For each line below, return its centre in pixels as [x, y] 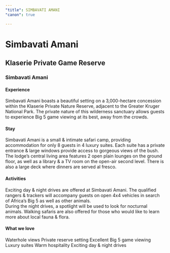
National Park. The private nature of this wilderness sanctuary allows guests [85, 112]
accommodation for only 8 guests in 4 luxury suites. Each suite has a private [85, 145]
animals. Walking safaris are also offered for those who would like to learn [82, 211]
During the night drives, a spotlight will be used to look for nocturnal [76, 206]
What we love [20, 229]
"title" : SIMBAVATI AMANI [32, 10]
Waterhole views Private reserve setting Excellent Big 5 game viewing [78, 240]
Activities [16, 179]
